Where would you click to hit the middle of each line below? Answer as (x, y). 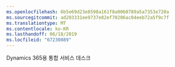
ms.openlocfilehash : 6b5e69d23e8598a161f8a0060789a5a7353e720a (88, 12)
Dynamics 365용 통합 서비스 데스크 (48, 58)
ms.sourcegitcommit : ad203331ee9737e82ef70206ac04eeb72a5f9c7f (88, 18)
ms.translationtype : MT (36, 23)
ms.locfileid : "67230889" (39, 40)
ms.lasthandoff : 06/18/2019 (42, 34)
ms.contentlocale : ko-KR (38, 29)
